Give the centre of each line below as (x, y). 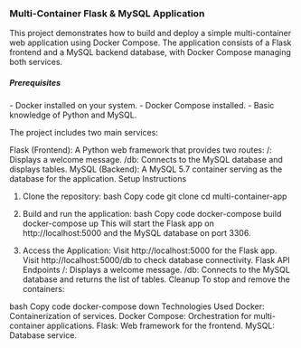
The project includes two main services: (84, 133)
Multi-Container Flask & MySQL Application (107, 14)
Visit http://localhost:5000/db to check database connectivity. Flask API (156, 260)
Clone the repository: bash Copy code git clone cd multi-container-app (155, 196)
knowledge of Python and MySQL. (73, 115)
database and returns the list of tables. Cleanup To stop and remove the (156, 279)
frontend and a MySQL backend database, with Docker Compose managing (150, 52)
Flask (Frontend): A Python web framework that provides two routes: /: (141, 150)
